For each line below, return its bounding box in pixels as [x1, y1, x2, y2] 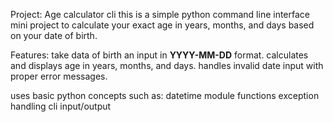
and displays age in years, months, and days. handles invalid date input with [10, 60, 324, 71]
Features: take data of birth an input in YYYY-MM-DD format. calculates [10, 49, 309, 61]
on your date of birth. [10, 30, 98, 41]
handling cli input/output [10, 100, 112, 112]
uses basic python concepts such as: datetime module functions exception [10, 90, 320, 101]
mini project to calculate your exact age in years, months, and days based [10, 19, 315, 31]
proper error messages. [10, 70, 108, 82]
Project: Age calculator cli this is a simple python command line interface [10, 9, 310, 20]
